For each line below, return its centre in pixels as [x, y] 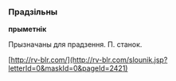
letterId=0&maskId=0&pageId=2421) [68, 68]
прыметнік [27, 29]
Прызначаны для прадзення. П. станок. [75, 44]
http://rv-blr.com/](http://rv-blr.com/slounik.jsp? [89, 60]
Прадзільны [33, 12]
